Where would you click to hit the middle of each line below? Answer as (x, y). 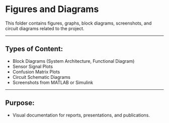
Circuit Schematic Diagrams (41, 77)
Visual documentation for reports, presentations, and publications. (81, 115)
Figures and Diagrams (52, 9)
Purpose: (20, 103)
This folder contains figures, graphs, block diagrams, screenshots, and (78, 23)
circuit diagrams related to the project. (45, 28)
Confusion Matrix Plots (36, 72)
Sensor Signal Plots (33, 66)
